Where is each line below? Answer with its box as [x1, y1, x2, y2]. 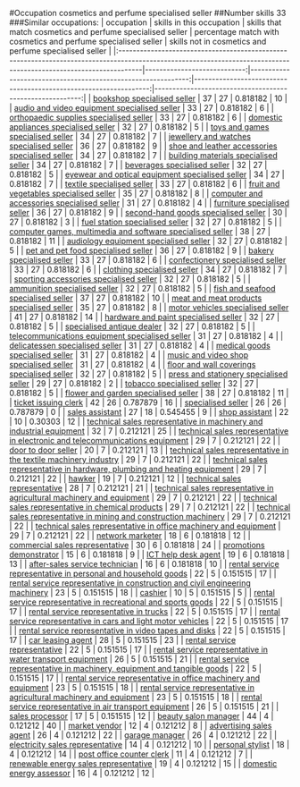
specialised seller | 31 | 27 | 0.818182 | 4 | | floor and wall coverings [9, 360, 256, 369]
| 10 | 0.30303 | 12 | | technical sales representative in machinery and [9, 416, 263, 427]
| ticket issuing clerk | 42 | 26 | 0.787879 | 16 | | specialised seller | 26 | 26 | [9, 397, 287, 408]
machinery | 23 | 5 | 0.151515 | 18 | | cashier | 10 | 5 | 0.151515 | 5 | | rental [9, 588, 275, 597]
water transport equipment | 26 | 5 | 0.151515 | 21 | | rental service [9, 654, 250, 664]
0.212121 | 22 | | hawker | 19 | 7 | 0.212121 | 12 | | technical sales [9, 473, 242, 484]
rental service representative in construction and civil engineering [9, 578, 252, 588]
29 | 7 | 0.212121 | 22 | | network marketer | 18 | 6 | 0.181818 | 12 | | [9, 530, 252, 540]
